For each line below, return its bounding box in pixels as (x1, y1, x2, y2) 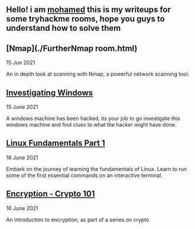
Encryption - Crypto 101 (6, 189, 95, 199)
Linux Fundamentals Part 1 (6, 138, 105, 149)
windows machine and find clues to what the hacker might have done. (6, 121, 177, 128)
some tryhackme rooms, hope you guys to (6, 14, 165, 24)
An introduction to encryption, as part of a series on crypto (6, 216, 149, 223)
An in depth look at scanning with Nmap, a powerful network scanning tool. (6, 70, 190, 78)
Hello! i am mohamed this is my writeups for (6, 5, 171, 15)
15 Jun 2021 (6, 59, 35, 66)
